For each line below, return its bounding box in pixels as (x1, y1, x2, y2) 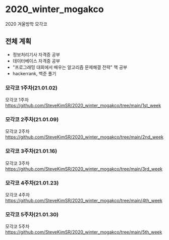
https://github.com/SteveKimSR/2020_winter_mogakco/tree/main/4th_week (5, 197, 162, 203)
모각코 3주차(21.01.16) (5, 148, 58, 155)
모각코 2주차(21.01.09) (5, 116, 59, 123)
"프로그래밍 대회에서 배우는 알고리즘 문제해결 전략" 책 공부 (12, 64, 128, 70)
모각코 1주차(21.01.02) (5, 84, 58, 91)
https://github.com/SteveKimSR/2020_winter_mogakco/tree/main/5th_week (5, 229, 162, 235)
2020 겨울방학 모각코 (5, 21, 47, 27)
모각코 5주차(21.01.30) (5, 211, 59, 218)
